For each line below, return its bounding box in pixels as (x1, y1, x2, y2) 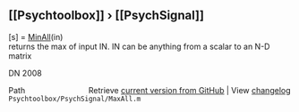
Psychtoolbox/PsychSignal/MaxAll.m (8, 94, 141, 103)
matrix (8, 50, 32, 61)
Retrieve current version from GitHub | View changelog (88, 84, 291, 95)
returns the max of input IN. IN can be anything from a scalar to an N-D (8, 41, 270, 52)
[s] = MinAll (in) (8, 31, 64, 42)
